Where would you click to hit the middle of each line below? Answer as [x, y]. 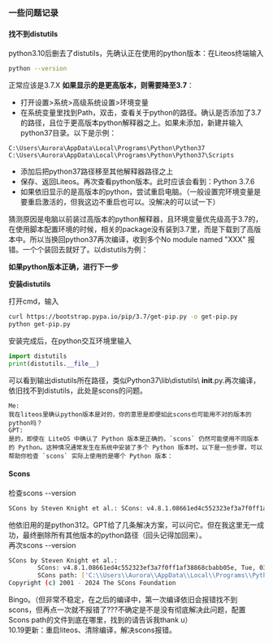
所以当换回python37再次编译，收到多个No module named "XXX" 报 [143, 239]
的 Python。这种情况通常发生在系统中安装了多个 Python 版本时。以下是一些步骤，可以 [135, 447]
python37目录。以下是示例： [68, 133]
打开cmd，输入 [34, 301]
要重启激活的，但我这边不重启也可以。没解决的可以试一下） [120, 202]
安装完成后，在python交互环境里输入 [70, 340]
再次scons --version [42, 545]
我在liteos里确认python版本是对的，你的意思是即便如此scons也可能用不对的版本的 [130, 414]
